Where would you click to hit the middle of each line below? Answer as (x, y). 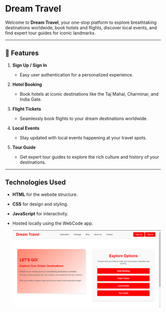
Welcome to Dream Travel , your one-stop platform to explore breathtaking (81, 22)
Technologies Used (35, 182)
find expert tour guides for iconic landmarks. (50, 33)
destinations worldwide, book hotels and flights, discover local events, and (81, 27)
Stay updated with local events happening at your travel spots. (83, 137)
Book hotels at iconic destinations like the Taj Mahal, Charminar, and (89, 94)
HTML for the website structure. (45, 194)
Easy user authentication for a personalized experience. (76, 74)
